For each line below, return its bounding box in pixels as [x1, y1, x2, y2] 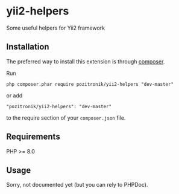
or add [6, 92, 23, 99]
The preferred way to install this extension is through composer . [6, 57, 165, 65]
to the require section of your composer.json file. [6, 114, 126, 121]
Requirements [6, 132, 60, 142]
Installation [6, 42, 49, 52]
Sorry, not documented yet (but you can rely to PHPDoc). [6, 181, 148, 189]
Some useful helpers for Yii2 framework [6, 24, 105, 31]
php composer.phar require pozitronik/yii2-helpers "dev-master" [6, 81, 174, 87]
